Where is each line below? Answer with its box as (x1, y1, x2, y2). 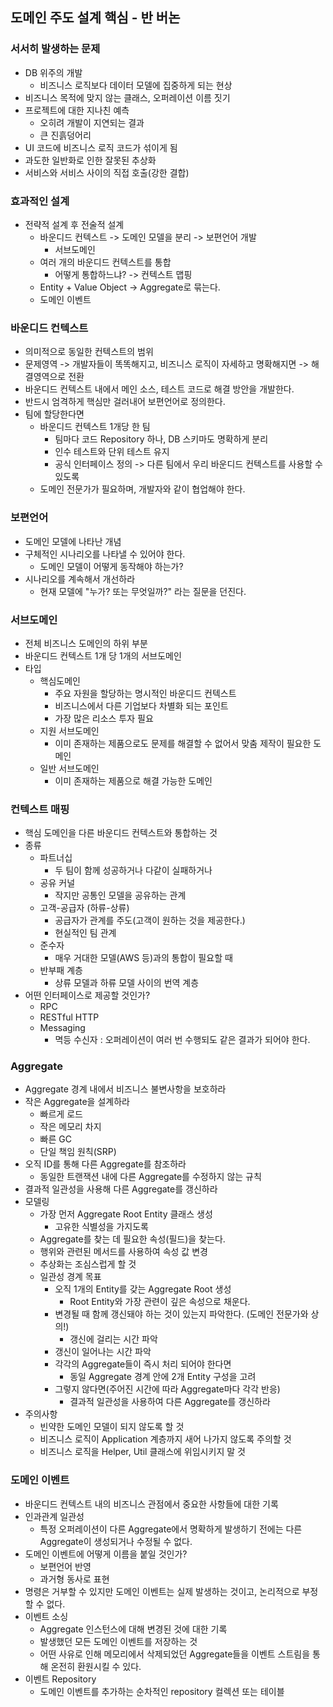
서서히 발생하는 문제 (10, 42, 101, 56)
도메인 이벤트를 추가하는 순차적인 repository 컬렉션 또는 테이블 (39, 1685, 285, 1697)
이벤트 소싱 (24, 1610, 69, 1622)
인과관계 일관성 (24, 1510, 85, 1522)
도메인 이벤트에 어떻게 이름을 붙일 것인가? (24, 1548, 188, 1560)
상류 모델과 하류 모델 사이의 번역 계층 (54, 977, 200, 989)
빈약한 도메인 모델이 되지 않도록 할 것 (39, 1421, 185, 1433)
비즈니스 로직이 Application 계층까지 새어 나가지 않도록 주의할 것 (39, 1433, 292, 1445)
